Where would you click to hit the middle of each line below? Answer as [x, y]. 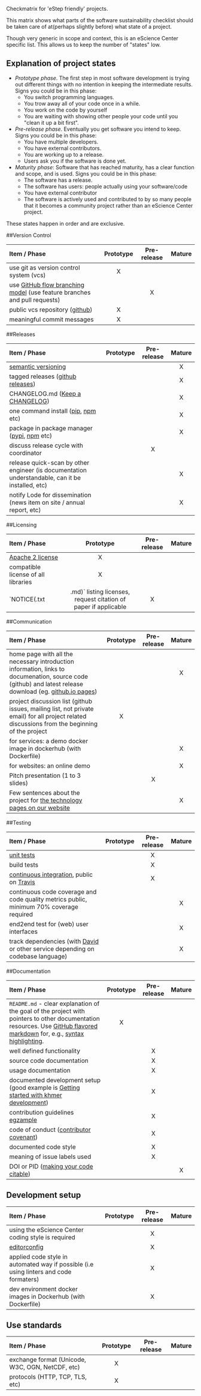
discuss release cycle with [46, 445]
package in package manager [51, 428]
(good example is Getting [45, 1088]
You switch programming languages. [69, 97]
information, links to [37, 669]
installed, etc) [28, 485]
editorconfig [26, 1247]
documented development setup [55, 1080]
